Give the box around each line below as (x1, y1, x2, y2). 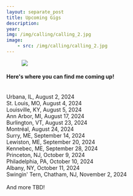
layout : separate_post (6, 9, 64, 15)
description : (6, 20, 40, 26)
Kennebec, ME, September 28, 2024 (6, 145, 98, 152)
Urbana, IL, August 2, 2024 (6, 93, 75, 100)
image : (6, 37, 23, 43)
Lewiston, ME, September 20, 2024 (6, 138, 96, 146)
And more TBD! (6, 184, 45, 191)
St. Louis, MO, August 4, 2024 (6, 100, 82, 107)
